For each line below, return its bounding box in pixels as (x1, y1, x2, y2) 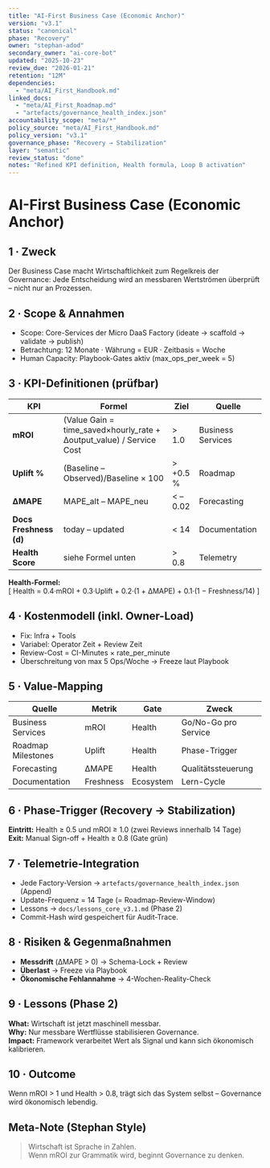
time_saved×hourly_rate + (63, 424, 161, 435)
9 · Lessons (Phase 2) (8, 998, 119, 1011)
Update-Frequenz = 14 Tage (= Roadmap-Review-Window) (19, 895, 215, 904)
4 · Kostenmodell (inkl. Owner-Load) (8, 609, 194, 623)
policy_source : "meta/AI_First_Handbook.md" (8, 124, 160, 132)
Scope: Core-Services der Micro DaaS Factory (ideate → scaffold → (19, 327, 246, 338)
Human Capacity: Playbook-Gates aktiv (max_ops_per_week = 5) (19, 353, 235, 363)
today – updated (63, 523, 125, 535)
